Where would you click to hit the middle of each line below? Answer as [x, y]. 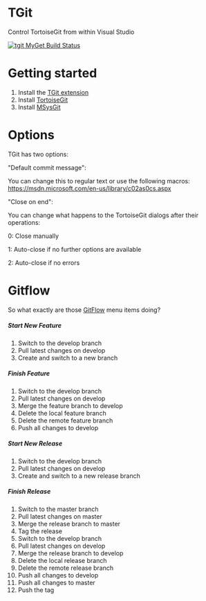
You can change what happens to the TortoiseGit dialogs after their [103, 215]
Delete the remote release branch [66, 568]
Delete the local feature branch [62, 413]
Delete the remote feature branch [65, 420]
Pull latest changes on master [60, 516]
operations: [24, 222]
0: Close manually [34, 236]
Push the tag [36, 590]
